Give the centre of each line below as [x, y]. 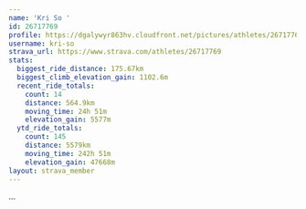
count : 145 [46, 137]
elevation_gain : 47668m [70, 162]
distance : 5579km [58, 145]
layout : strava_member [52, 171]
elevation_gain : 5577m [68, 120]
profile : [25, 35]
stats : [21, 60]
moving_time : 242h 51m [68, 153]
